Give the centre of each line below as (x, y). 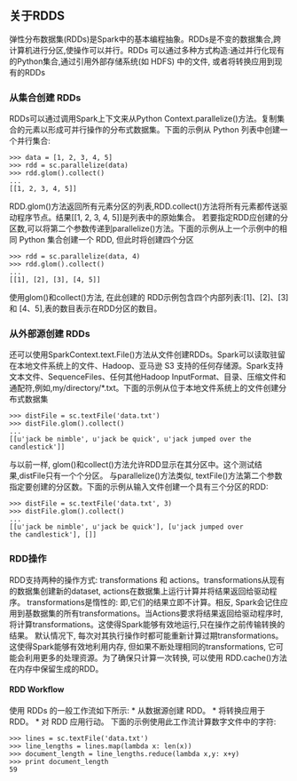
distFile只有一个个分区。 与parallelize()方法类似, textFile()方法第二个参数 (151, 476)
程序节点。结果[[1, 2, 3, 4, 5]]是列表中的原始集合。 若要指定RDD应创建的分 (152, 218)
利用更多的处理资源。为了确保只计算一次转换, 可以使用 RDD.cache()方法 (156, 657)
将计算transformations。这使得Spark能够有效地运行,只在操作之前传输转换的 (147, 624)
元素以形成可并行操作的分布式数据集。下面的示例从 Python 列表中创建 (152, 130)
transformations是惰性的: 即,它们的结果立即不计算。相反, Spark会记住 (153, 602)
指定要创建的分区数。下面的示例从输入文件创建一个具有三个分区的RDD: (139, 487)
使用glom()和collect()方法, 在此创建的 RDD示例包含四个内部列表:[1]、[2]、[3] (149, 298)
